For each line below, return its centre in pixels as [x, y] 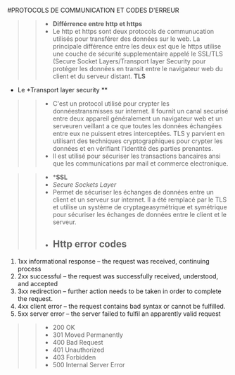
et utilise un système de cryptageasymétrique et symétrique [140, 207]
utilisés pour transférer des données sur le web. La [126, 39]
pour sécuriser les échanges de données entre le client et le [140, 215]
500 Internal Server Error [89, 364]
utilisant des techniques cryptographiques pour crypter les [138, 141]
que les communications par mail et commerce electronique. [140, 164]
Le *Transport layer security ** [62, 90]
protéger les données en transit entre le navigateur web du [138, 69]
